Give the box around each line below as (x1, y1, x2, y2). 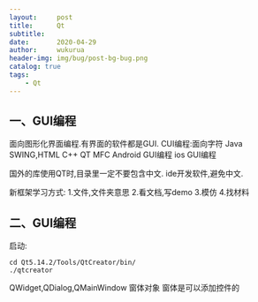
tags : (9, 71, 29, 79)
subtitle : (9, 29, 46, 38)
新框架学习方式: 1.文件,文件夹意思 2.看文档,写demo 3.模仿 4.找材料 (9, 187, 250, 198)
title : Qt (9, 21, 65, 30)
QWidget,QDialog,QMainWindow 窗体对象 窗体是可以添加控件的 (9, 283, 240, 293)
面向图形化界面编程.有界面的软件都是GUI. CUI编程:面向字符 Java (9, 139, 243, 149)
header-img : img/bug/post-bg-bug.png (9, 54, 148, 63)
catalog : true (9, 63, 62, 72)
